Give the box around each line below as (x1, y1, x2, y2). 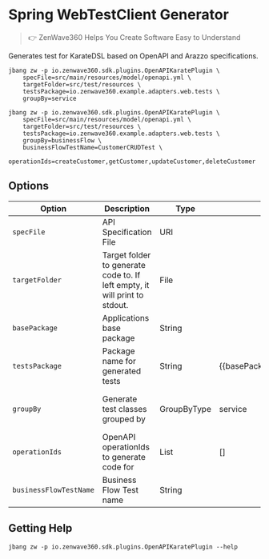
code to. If (102, 270, 141, 281)
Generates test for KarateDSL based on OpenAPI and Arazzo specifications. (8, 50, 259, 61)
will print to (102, 289, 144, 301)
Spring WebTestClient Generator (8, 6, 230, 24)
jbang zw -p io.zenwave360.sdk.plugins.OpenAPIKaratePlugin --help (8, 542, 239, 551)
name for (102, 355, 136, 366)
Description (103, 202, 151, 214)
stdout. (102, 299, 129, 310)
